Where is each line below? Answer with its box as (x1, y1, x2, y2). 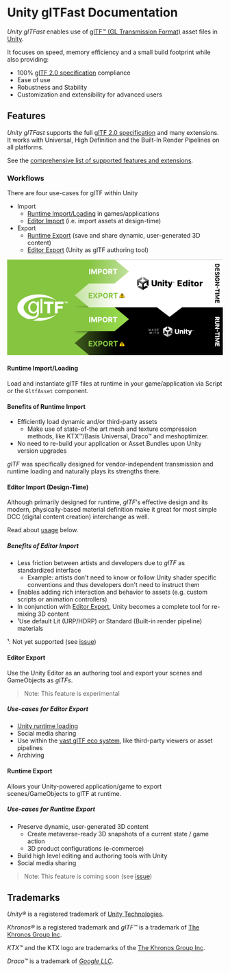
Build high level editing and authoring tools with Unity (16, 851, 168, 860)
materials (16, 625, 43, 633)
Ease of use (16, 75, 51, 84)
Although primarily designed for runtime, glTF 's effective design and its (7, 498, 209, 506)
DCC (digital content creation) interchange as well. (7, 512, 149, 521)
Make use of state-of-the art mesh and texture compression (27, 425, 197, 433)
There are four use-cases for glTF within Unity (7, 189, 138, 197)
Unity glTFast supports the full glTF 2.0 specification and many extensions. (7, 128, 219, 136)
